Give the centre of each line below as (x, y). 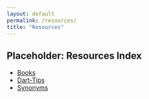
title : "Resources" (35, 27)
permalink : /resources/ (42, 21)
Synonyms (32, 88)
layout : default (31, 14)
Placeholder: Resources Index (74, 56)
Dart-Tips (31, 80)
